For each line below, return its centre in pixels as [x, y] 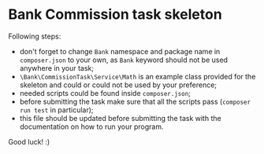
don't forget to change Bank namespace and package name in [120, 51]
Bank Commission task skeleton [115, 15]
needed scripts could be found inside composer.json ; [105, 93]
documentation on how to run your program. [91, 126]
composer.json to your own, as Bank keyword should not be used [124, 60]
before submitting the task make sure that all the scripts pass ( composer [135, 101]
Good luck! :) [29, 141]
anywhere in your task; [57, 68]
